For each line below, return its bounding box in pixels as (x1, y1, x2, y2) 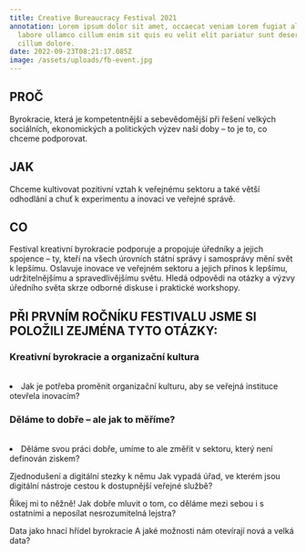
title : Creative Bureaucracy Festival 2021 (9, 13, 178, 23)
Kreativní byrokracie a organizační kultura (9, 350, 199, 363)
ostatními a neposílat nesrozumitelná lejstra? (9, 507, 176, 519)
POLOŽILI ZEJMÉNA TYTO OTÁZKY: (9, 323, 219, 338)
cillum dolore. (17, 38, 76, 48)
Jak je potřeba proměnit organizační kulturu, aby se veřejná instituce (21, 381, 279, 392)
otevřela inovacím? (9, 391, 80, 402)
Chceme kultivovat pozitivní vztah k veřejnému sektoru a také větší (9, 183, 260, 194)
